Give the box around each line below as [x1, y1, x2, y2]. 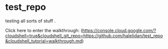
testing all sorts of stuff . [5, 18, 56, 24]
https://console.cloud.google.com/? [82, 27, 156, 33]
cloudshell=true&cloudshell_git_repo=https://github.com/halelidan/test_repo [5, 33, 163, 39]
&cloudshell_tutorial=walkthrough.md [5, 38, 82, 44]
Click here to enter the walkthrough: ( [5, 27, 83, 33]
